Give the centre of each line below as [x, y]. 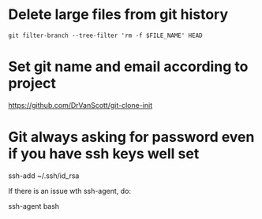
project [32, 84]
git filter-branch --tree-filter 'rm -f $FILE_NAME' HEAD [105, 35]
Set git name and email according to [128, 67]
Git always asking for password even [131, 137]
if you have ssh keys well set [104, 154]
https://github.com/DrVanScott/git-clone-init [80, 105]
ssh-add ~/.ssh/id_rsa [44, 176]
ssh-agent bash [34, 206]
